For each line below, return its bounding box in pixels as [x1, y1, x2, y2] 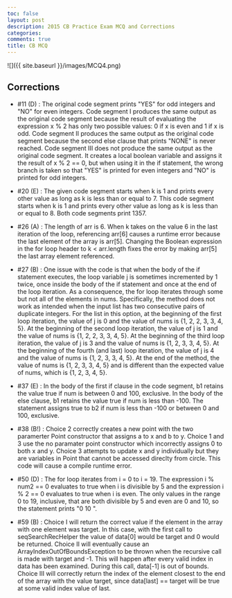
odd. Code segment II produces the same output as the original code [17, 129, 214, 137]
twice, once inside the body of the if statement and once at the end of [17, 280, 217, 288]
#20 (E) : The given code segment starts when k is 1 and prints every [17, 186, 214, 195]
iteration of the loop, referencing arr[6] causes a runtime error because [17, 229, 220, 238]
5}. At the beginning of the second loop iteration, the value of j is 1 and [17, 324, 218, 333]
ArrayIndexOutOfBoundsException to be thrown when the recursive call [17, 547, 222, 555]
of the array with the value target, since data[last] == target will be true [17, 577, 220, 585]
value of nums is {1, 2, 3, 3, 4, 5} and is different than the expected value [17, 361, 224, 369]
